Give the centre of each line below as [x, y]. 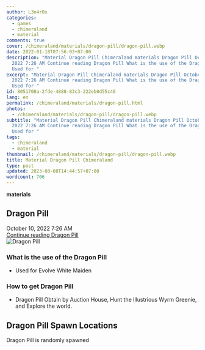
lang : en [17, 97]
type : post [20, 166]
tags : [13, 137]
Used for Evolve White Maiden [53, 270]
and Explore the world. [44, 306]
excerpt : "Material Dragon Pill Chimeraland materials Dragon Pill [94, 75]
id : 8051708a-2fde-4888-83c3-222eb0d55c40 [61, 92]
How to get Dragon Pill [40, 286]
